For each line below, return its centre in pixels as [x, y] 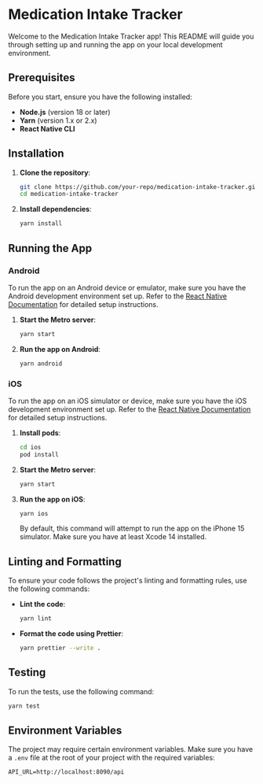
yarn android [41, 364]
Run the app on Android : [60, 349]
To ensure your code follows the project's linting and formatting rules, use [128, 581]
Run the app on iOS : [52, 499]
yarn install [41, 224]
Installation [36, 154]
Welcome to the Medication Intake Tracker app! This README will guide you [131, 36]
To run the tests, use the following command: [81, 691]
